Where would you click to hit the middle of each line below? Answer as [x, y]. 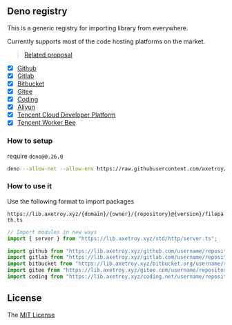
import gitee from [33, 270]
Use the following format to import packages [71, 201]
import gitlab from [35, 257]
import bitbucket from [40, 264]
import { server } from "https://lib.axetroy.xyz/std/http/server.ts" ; [112, 238]
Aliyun [26, 107]
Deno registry [37, 11]
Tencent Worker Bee [46, 123]
